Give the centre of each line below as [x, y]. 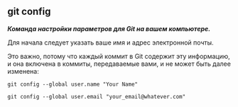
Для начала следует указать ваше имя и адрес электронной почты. [111, 43]
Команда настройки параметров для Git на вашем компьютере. [109, 28]
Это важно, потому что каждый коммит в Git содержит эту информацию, [119, 56]
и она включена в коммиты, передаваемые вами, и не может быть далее [119, 64]
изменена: [23, 71]
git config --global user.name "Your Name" [73, 84]
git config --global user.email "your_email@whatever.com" [97, 96]
